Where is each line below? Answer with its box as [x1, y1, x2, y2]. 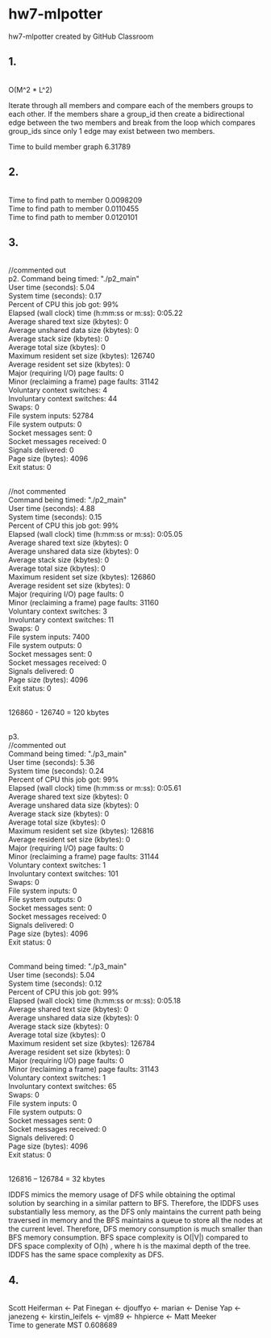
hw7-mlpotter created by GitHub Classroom [8, 31, 154, 41]
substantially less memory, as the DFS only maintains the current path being [8, 1207, 261, 1217]
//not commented [8, 487, 66, 497]
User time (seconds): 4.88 [8, 504, 95, 513]
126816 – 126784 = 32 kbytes [8, 1174, 106, 1184]
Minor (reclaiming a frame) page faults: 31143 [8, 1065, 160, 1074]
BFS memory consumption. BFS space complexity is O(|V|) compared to [8, 1232, 248, 1242]
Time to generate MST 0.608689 [8, 1320, 118, 1330]
